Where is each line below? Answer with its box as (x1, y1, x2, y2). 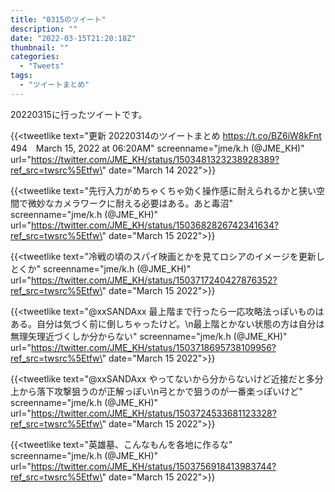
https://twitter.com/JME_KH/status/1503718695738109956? (30, 341, 277, 353)
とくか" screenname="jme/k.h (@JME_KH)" (10, 262, 192, 275)
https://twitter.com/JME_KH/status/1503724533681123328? (30, 407, 277, 419)
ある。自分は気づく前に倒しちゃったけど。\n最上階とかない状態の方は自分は (10, 317, 325, 330)
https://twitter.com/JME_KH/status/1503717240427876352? (30, 274, 278, 286)
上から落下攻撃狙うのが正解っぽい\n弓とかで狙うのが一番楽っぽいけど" (10, 385, 303, 397)
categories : (10, 52, 60, 62)
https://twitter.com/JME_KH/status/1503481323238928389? (30, 153, 280, 165)
